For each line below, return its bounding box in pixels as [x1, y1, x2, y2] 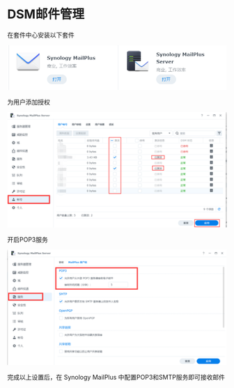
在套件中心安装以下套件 [7, 31, 75, 39]
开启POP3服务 [7, 235, 49, 244]
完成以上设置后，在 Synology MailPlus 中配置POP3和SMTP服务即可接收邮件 [7, 373, 225, 382]
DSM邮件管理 [7, 6, 85, 22]
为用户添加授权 [7, 98, 50, 107]
